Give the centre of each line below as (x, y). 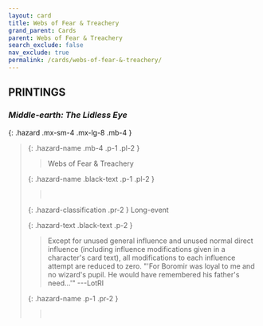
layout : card (30, 16)
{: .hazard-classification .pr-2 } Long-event (98, 210)
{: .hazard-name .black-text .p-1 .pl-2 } (91, 179)
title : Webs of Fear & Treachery (64, 23)
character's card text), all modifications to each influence (141, 257)
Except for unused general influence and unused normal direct (150, 241)
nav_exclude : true (39, 53)
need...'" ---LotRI (76, 283)
